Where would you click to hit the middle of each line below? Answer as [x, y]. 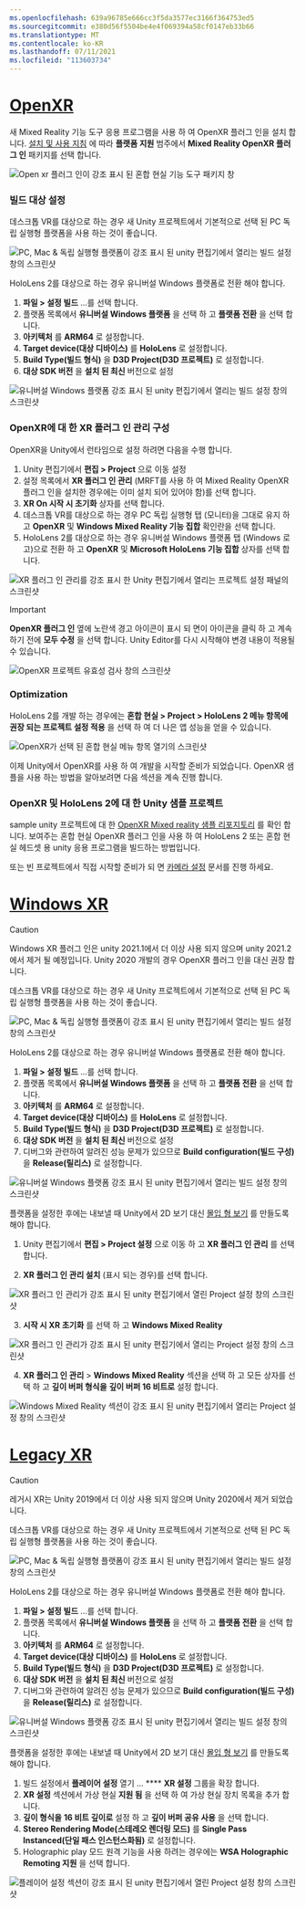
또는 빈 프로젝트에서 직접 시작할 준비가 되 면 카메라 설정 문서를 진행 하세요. [142, 867]
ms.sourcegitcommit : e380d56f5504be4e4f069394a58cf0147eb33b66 [132, 26]
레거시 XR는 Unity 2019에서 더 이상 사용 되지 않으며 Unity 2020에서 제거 [139, 1499]
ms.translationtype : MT [55, 35]
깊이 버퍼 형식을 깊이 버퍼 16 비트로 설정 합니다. [135, 1387]
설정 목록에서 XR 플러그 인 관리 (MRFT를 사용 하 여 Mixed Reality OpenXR [156, 480]
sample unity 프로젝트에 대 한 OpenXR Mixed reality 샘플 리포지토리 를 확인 [146, 825]
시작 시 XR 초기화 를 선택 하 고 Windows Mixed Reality [122, 1326]
